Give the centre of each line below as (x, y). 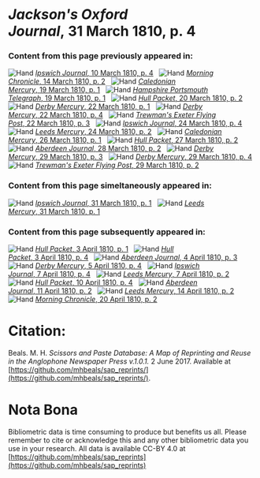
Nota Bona (43, 410)
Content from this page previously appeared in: (100, 56)
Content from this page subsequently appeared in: (107, 232)
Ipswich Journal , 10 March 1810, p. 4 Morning (124, 73)
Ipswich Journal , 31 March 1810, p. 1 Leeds (120, 203)
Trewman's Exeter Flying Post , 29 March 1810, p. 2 (117, 165)
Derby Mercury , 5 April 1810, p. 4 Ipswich (117, 266)
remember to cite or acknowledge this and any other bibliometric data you (128, 440)
